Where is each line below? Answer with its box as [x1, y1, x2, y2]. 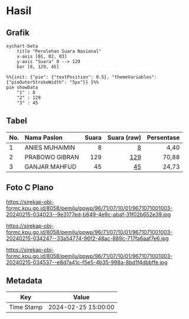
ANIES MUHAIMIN [24, 143, 76, 152]
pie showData [6, 84, 38, 90]
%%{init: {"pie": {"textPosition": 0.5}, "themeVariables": [6, 74, 158, 80]
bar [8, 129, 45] [17, 64, 60, 70]
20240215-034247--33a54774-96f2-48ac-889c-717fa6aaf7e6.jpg [6, 235, 170, 242]
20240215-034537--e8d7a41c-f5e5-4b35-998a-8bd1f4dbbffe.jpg [6, 258, 168, 266]
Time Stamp [9, 303, 43, 311]
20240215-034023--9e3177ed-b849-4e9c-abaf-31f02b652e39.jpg [6, 211, 171, 218]
